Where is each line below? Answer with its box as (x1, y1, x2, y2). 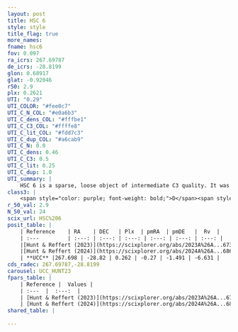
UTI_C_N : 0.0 (7, 143, 46, 150)
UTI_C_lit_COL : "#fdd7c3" (7, 129, 84, 136)
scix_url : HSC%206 (7, 215, 62, 222)
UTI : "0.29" (7, 96, 42, 104)
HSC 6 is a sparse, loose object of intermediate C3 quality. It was (20, 182, 230, 189)
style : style (7, 23, 46, 31)
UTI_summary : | (7, 175, 52, 182)
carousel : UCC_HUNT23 (7, 267, 72, 275)
